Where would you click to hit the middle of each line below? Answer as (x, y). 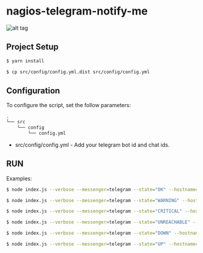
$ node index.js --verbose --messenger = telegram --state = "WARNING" (93, 200)
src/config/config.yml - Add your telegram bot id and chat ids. (92, 145)
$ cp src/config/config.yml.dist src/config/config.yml (78, 72)
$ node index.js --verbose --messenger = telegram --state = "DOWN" (89, 233)
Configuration (33, 90)
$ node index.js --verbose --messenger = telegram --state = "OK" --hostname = (102, 189)
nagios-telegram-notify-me (77, 11)
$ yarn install (25, 61)
